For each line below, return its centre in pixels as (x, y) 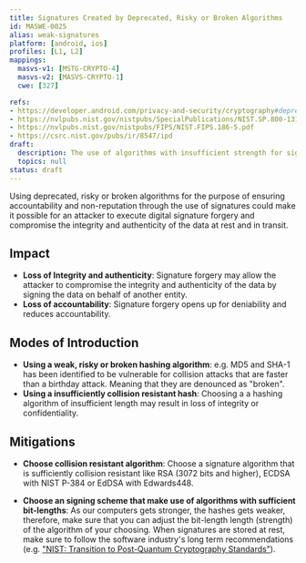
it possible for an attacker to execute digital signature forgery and (132, 215)
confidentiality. (51, 413)
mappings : (28, 60)
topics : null (42, 161)
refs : (20, 102)
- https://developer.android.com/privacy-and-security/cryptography (142, 110)
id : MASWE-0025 (38, 26)
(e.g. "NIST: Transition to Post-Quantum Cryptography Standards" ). (149, 548)
